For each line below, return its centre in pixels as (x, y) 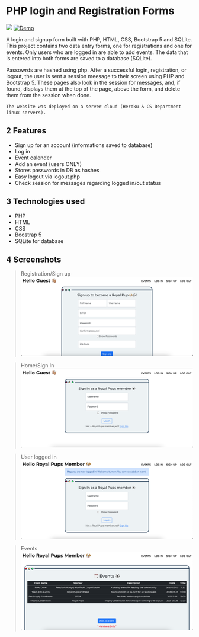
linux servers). (26, 113)
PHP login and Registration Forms (90, 11)
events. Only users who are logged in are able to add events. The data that (97, 52)
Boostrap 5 (28, 235)
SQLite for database (39, 241)
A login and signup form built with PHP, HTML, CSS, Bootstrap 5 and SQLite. (99, 39)
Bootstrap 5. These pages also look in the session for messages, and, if (93, 82)
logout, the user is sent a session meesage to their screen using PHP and (95, 76)
